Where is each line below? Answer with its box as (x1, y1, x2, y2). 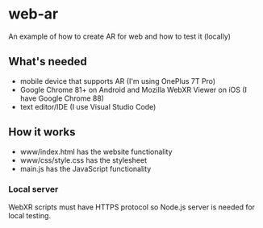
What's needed (8, 55, 87, 68)
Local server (8, 184, 59, 195)
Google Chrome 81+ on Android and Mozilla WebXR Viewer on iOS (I (19, 85, 248, 94)
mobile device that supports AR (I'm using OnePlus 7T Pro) (19, 76, 216, 85)
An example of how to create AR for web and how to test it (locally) (8, 31, 232, 41)
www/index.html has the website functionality (19, 147, 173, 156)
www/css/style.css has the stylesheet (19, 155, 148, 165)
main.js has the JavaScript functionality (19, 164, 152, 173)
